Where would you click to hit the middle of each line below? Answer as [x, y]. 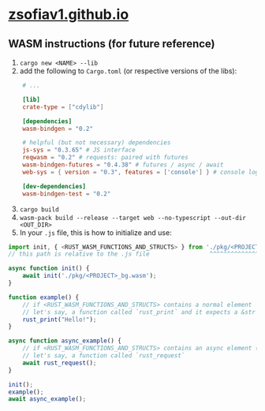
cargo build [39, 209]
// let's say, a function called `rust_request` [104, 356]
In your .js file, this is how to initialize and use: [95, 232]
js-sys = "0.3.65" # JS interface [79, 150]
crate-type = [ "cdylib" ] [63, 107]
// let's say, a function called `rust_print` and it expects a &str [139, 312]
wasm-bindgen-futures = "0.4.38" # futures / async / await [123, 165]
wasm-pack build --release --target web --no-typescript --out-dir [132, 218]
